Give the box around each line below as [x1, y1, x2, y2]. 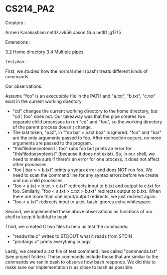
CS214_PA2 [5, 3, 55, 15]
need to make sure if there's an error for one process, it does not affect [12, 156, 160, 162]
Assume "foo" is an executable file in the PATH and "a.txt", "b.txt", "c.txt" [5, 93, 156, 99]
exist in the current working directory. [5, 98, 83, 104]
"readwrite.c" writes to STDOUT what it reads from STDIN [12, 233, 132, 239]
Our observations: [5, 83, 43, 89]
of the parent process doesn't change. [12, 124, 92, 130]
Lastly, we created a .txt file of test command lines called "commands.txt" [5, 248, 158, 254]
